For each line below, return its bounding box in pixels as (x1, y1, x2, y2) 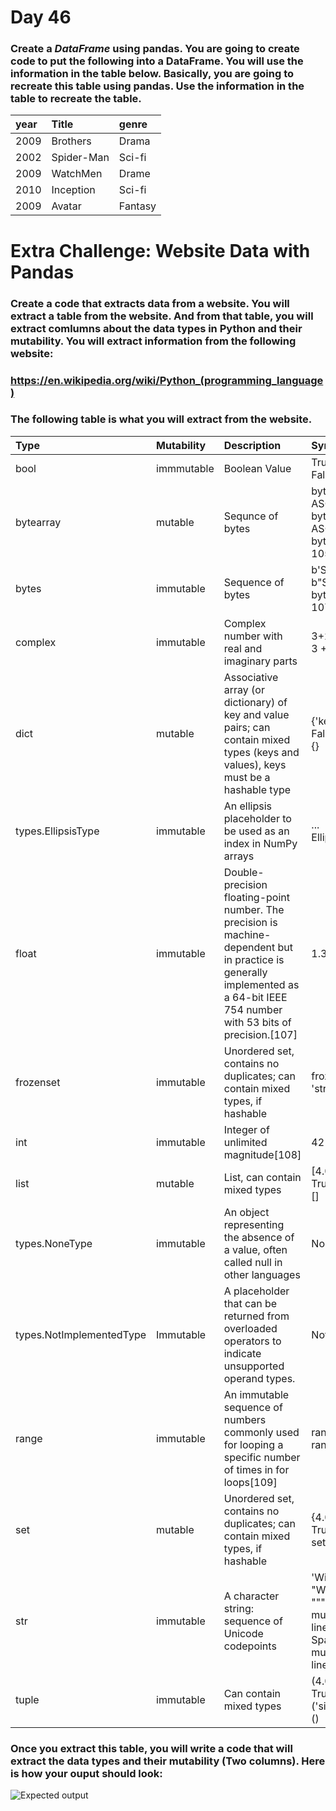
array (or (223, 682, 265, 696)
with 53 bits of (223, 1015, 292, 1029)
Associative (223, 670, 279, 684)
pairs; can (223, 720, 271, 734)
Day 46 (10, 6, 72, 29)
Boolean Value (223, 461, 292, 475)
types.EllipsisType (15, 824, 100, 838)
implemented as (223, 977, 300, 991)
